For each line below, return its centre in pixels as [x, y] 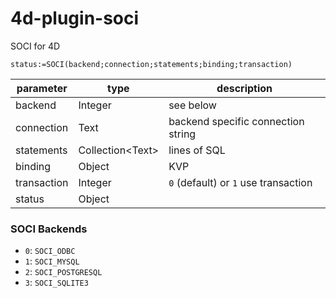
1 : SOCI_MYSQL [52, 261]
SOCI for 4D [35, 46]
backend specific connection [236, 121]
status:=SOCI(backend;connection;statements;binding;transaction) [151, 64]
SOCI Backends [49, 229]
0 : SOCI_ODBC [50, 251]
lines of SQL [197, 150]
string [182, 134]
